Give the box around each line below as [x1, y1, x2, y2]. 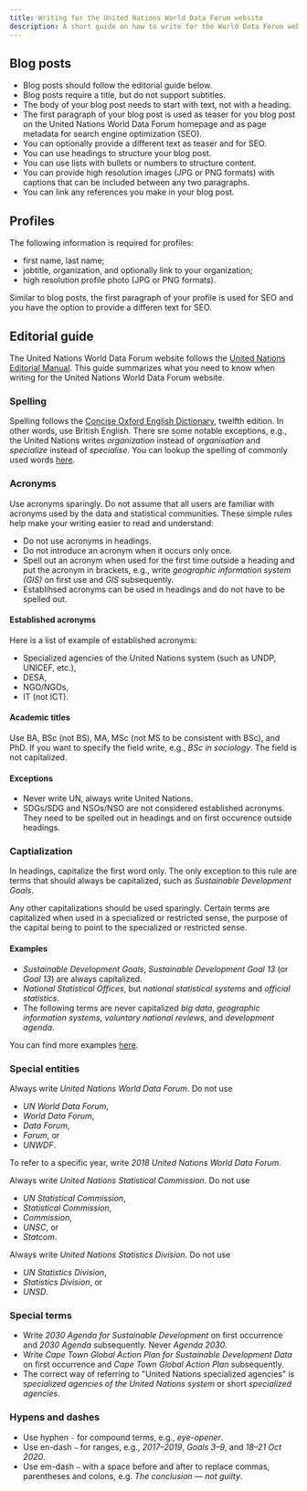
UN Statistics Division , [22, 1266, 107, 1277]
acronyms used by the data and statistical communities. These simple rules [9, 508, 293, 519]
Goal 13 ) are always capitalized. [22, 973, 143, 984]
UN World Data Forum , [22, 1100, 110, 1111]
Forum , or [22, 1129, 60, 1140]
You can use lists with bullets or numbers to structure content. [22, 157, 258, 169]
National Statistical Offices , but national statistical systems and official [22, 983, 291, 994]
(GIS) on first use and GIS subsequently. [22, 574, 175, 585]
